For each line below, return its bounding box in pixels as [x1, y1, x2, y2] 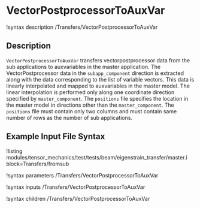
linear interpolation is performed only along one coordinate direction [6, 88, 175, 96]
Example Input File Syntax [6, 131, 105, 141]
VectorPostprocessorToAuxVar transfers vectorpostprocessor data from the [6, 56, 190, 64]
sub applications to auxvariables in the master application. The [6, 63, 161, 70]
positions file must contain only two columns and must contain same [6, 107, 177, 114]
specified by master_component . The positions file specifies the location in [6, 95, 189, 102]
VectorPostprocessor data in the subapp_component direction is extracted [6, 70, 184, 77]
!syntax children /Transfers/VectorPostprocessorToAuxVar [6, 195, 150, 202]
